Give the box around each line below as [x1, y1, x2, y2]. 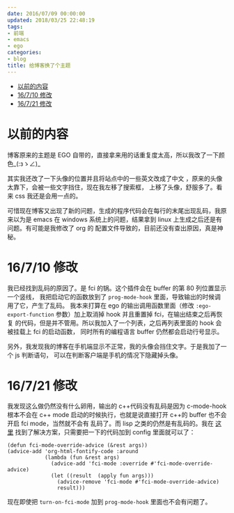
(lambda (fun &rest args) [44, 454, 120, 461]
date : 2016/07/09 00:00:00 [7, 10, 86, 17]
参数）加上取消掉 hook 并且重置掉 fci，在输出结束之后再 [55, 310, 217, 318]
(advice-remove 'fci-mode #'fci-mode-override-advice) [56, 478, 219, 486]
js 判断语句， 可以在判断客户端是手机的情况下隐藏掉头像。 [15, 351, 182, 359]
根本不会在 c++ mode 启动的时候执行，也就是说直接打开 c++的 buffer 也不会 [7, 411, 227, 419]
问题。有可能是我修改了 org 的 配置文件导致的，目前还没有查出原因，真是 [7, 223, 217, 232]
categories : [7, 49, 42, 56]
